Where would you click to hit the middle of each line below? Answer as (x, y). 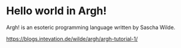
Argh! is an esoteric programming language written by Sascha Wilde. (91, 27)
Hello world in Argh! (56, 11)
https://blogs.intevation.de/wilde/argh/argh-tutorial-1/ (72, 39)
